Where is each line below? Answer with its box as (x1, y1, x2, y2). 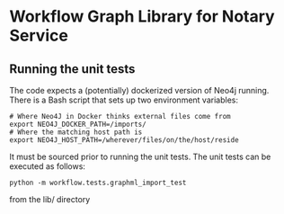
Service (9, 25, 69, 46)
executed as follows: (9, 161, 85, 172)
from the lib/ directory (9, 194, 91, 204)
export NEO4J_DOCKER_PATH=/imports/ (9, 120, 146, 129)
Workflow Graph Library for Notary (9, 6, 276, 27)
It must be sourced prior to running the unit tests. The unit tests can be (9, 151, 271, 162)
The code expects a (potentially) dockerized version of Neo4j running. (9, 85, 270, 95)
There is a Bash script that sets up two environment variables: (9, 94, 238, 105)
